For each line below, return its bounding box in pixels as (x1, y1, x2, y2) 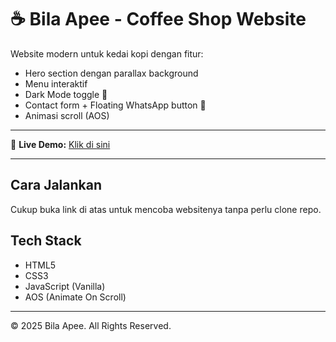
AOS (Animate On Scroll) (24, 291, 127, 303)
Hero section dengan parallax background (24, 67, 199, 79)
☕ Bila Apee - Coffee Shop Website (10, 8, 307, 31)
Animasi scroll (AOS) (24, 109, 110, 121)
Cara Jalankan (10, 177, 103, 194)
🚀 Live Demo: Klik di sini (10, 138, 111, 150)
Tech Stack (10, 232, 82, 250)
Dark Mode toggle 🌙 (24, 88, 108, 100)
